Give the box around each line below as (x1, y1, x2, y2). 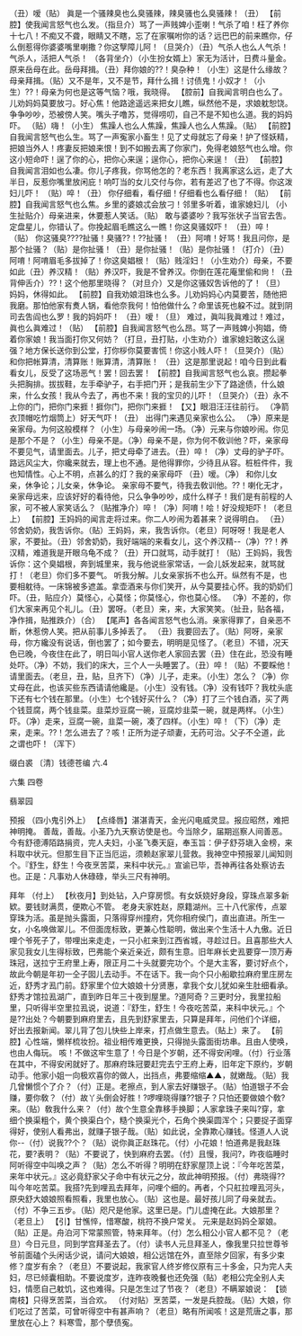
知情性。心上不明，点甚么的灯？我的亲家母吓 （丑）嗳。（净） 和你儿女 (16, 468, 278, 479)
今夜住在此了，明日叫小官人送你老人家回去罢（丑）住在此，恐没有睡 (40, 648, 293, 659)
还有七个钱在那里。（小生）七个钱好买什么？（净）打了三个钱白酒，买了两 (16, 693, 289, 704)
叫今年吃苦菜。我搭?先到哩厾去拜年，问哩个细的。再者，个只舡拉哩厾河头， (9, 1182, 289, 1193)
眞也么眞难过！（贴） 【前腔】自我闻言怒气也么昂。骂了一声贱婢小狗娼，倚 (9, 323, 288, 333)
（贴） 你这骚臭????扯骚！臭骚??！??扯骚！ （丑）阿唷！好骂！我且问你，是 (9, 233, 290, 243)
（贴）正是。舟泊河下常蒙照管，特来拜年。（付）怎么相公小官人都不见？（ (9, 1227, 281, 1238)
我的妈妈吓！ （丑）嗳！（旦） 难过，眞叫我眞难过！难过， (71, 311, 289, 322)
